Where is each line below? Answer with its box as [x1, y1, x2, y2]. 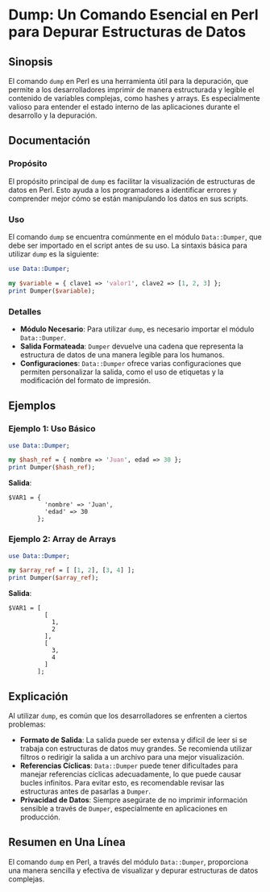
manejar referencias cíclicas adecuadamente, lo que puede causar [19, 769, 242, 779]
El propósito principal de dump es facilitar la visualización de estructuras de [8, 176, 255, 186]
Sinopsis [8, 55, 53, 69]
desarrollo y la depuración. [8, 110, 98, 120]
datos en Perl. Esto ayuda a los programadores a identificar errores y [8, 185, 238, 194]
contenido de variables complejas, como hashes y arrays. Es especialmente [8, 94, 260, 102]
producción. [19, 812, 60, 822]
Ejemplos [8, 399, 56, 413]
